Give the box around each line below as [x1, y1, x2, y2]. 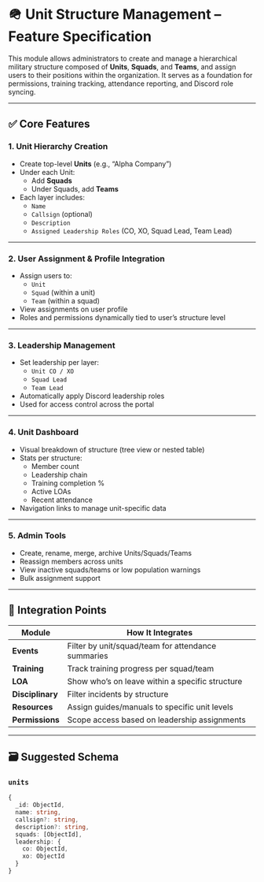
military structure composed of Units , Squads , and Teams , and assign [8, 61, 236, 71]
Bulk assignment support [19, 573, 101, 582]
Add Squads [31, 176, 72, 185]
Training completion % [31, 478, 104, 488]
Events [12, 645, 39, 656]
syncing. [8, 87, 36, 96]
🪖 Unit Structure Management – [8, 6, 222, 24]
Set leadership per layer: [19, 358, 100, 367]
